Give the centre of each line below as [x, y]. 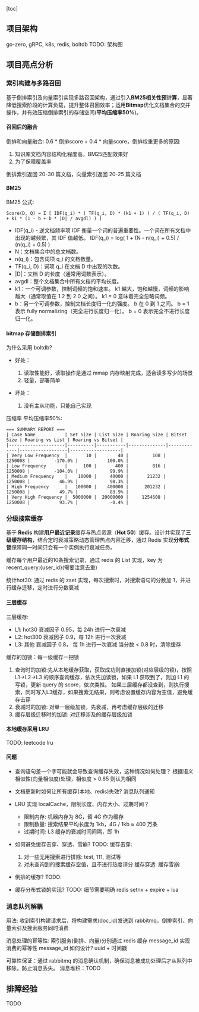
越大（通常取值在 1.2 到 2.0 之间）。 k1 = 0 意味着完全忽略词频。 [92, 296]
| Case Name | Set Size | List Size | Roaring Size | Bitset [97, 435]
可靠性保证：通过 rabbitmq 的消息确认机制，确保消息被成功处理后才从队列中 [99, 961]
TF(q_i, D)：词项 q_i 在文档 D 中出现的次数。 [69, 266]
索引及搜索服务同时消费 [40, 928]
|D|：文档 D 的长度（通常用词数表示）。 [62, 274]
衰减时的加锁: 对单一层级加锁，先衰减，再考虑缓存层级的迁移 [89, 707]
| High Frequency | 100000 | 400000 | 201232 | [86, 487]
